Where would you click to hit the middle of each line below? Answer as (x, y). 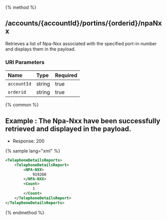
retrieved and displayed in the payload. (68, 129)
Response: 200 (28, 141)
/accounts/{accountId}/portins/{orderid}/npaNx (84, 23)
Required (66, 75)
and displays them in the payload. (41, 49)
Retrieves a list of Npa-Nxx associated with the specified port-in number (81, 43)
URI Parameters (25, 62)
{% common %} (22, 105)
